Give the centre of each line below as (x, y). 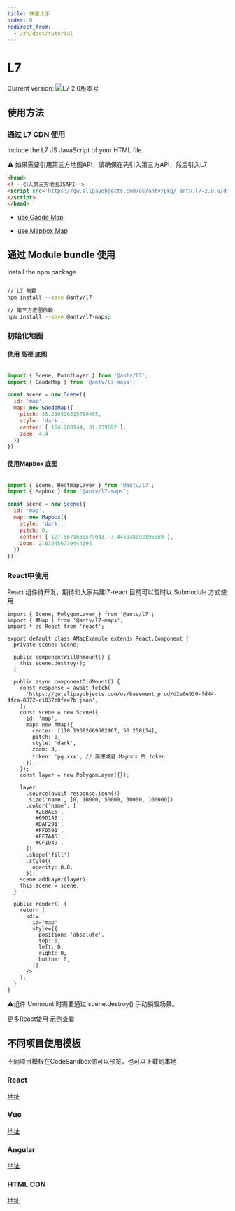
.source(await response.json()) (73, 794)
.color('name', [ (51, 806)
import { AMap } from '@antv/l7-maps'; (65, 621)
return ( (33, 910)
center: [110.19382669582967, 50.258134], (95, 731)
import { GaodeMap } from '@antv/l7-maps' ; (72, 382)
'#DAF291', (48, 824)
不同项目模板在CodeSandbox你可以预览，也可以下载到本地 (92, 1062)
